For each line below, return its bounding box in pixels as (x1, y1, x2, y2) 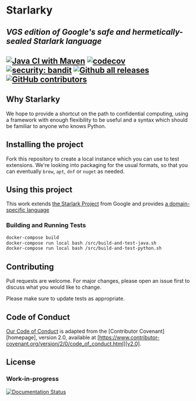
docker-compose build (6, 235, 59, 240)
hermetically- (132, 27, 184, 37)
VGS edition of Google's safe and (6, 27, 131, 37)
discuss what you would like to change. (6, 283, 102, 291)
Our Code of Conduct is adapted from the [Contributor (6, 328, 138, 335)
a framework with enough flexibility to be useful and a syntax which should (6, 116, 188, 123)
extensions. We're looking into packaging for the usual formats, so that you (6, 161, 188, 168)
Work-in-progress (6, 375, 59, 383)
